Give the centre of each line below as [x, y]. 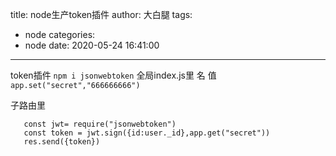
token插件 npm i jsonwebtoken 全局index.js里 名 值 [113, 75]
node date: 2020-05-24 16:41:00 [92, 45]
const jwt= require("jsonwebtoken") [100, 124]
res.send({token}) [62, 142]
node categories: [60, 34]
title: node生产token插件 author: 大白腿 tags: [101, 14]
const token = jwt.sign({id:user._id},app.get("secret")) [147, 133]
